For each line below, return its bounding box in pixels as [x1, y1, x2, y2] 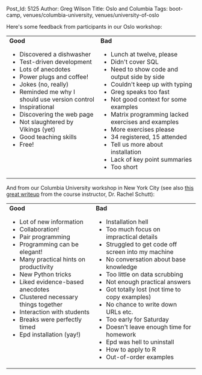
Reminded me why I [19, 88, 75, 96]
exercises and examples [111, 118, 179, 126]
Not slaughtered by [19, 118, 74, 126]
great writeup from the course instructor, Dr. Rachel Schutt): [6, 191, 155, 198]
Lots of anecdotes [19, 66, 71, 73]
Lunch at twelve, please [111, 50, 178, 58]
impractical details [106, 233, 158, 241]
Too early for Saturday [106, 316, 170, 323]
